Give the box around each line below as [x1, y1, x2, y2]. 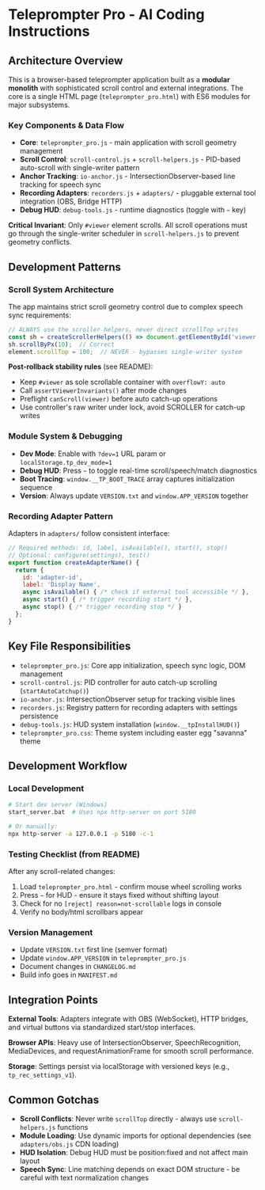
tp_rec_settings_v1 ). [8, 1070, 77, 1080]
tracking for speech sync [19, 180, 101, 189]
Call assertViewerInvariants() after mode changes [19, 386, 187, 395]
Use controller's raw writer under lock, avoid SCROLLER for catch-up [19, 402, 245, 413]
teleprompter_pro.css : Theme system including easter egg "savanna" [19, 728, 248, 737]
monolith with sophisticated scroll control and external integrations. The [8, 83, 244, 93]
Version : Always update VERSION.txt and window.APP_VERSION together [19, 491, 249, 500]
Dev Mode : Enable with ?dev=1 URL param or [19, 449, 166, 458]
